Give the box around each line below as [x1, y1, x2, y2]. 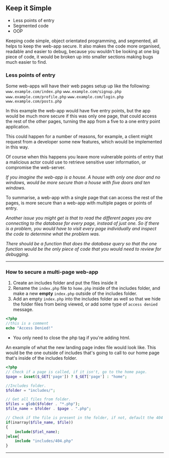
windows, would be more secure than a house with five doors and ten [6, 180, 150, 186]
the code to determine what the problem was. [6, 231, 100, 237]
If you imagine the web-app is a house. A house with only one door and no [6, 174, 161, 180]
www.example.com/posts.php [6, 99, 62, 104]
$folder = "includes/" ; [6, 388, 56, 393]
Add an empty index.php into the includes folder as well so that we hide [13, 296, 161, 302]
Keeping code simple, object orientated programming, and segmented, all [6, 38, 158, 44]
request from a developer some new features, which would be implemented [6, 139, 162, 145]
